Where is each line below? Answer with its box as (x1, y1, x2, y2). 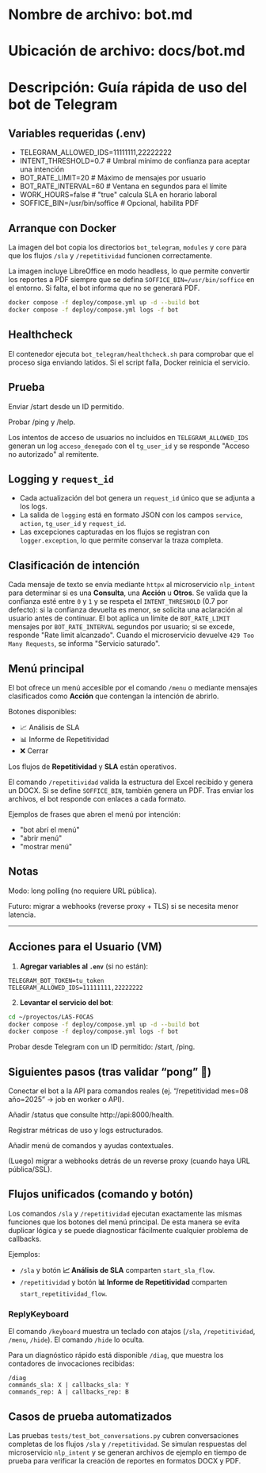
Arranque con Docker (8, 221, 117, 235)
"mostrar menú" (19, 842, 73, 851)
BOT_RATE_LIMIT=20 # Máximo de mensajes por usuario (19, 173, 206, 183)
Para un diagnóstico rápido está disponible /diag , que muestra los (8, 1351, 224, 1360)
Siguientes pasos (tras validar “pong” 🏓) (8, 1065, 212, 1078)
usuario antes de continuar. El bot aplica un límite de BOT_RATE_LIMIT (8, 613, 230, 623)
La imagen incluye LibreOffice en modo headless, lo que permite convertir (8, 266, 250, 276)
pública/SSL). (8, 1165, 53, 1174)
